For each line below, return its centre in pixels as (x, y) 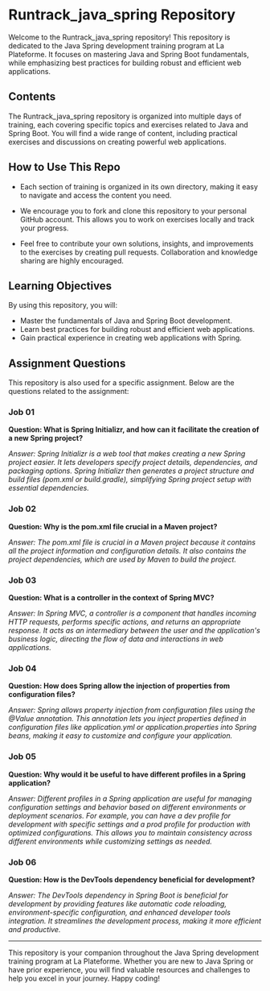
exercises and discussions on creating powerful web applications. (117, 142)
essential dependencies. (49, 488)
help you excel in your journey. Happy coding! (84, 978)
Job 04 (22, 668)
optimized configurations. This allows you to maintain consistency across (131, 832)
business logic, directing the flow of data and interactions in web (116, 639)
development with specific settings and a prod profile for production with (129, 824)
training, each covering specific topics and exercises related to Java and (129, 124)
